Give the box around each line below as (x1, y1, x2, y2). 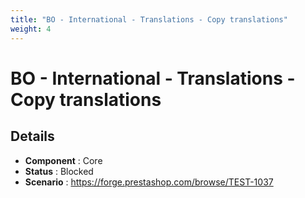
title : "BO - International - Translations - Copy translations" (10, 14, 288, 25)
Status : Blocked (24, 165, 94, 177)
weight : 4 (10, 24, 52, 34)
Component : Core (24, 154, 103, 166)
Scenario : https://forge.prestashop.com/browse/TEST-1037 (24, 176, 274, 188)
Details (10, 128, 55, 145)
